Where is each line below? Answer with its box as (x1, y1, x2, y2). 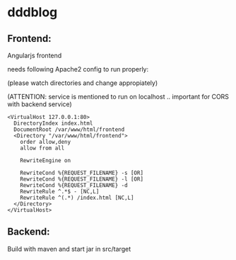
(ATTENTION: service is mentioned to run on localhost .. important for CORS (7, 93, 230, 101)
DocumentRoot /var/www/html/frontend (13, 126, 125, 133)
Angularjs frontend (7, 51, 62, 60)
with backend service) (7, 100, 72, 108)
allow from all (20, 145, 65, 152)
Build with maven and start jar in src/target (7, 244, 131, 253)
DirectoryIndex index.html (13, 120, 93, 127)
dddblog (7, 4, 58, 21)
